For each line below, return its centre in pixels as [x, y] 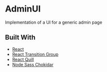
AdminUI [23, 9]
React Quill [23, 59]
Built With [20, 37]
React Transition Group [35, 54]
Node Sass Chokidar [33, 64]
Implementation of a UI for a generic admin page [54, 22]
